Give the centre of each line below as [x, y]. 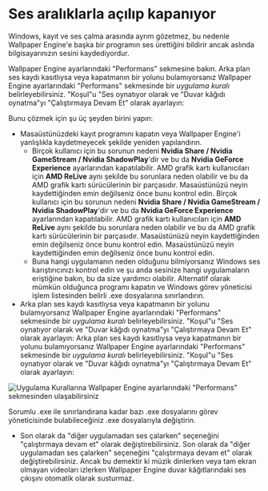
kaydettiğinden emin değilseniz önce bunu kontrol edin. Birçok [134, 193]
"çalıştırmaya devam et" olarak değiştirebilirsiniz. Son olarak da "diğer [135, 444]
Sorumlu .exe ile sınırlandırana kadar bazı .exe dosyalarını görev [113, 411]
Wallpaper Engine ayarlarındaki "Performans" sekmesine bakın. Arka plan [129, 68]
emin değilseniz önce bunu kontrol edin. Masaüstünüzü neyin [133, 244]
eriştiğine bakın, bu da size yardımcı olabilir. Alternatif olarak [131, 278]
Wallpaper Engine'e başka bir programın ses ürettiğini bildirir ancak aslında [131, 44]
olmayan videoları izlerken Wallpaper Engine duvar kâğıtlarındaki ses [133, 469]
